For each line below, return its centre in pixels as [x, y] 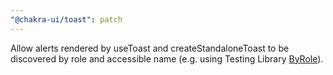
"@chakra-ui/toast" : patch [66, 19]
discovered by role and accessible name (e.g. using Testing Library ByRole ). [167, 58]
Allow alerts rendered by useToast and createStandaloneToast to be [150, 48]
